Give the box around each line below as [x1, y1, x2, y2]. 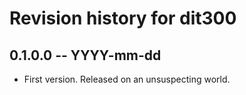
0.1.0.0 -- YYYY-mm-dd [9, 47, 162, 64]
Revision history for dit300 [9, 7, 237, 30]
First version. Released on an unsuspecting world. [23, 73, 231, 85]
